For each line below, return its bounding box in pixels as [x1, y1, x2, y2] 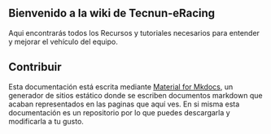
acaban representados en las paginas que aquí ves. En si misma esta [8, 99, 240, 109]
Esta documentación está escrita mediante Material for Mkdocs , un [8, 81, 234, 92]
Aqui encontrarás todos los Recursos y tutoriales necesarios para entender [8, 28, 260, 37]
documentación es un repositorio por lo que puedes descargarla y [8, 107, 230, 117]
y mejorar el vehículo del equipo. [8, 37, 118, 46]
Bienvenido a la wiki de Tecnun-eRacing [8, 6, 216, 20]
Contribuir [8, 60, 63, 74]
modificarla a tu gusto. [8, 116, 84, 126]
